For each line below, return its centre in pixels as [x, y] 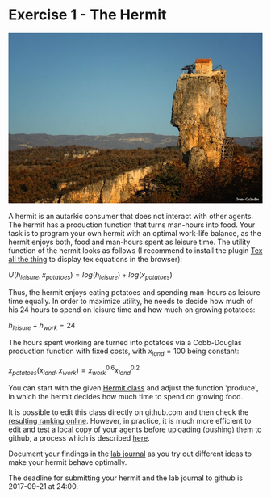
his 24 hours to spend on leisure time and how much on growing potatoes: [132, 310]
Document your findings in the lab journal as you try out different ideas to [130, 454]
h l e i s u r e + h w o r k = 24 [42, 326]
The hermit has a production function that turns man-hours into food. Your [132, 225]
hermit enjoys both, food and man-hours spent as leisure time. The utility [129, 242]
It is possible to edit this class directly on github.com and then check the [129, 412]
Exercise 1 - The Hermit [88, 15]
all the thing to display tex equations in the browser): [96, 259]
